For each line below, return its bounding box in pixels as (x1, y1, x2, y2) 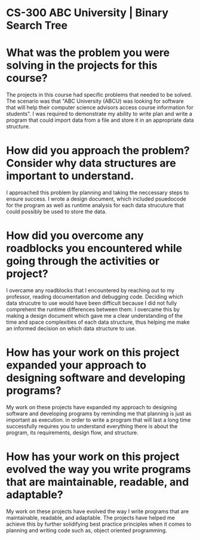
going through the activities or (6, 254, 160, 268)
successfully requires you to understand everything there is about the (6, 422, 178, 429)
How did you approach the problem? (6, 144, 190, 158)
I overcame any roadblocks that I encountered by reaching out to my (6, 287, 175, 294)
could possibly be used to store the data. (6, 208, 107, 215)
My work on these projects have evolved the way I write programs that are (6, 508, 189, 515)
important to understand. (6, 169, 134, 183)
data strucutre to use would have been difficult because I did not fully (6, 299, 177, 306)
